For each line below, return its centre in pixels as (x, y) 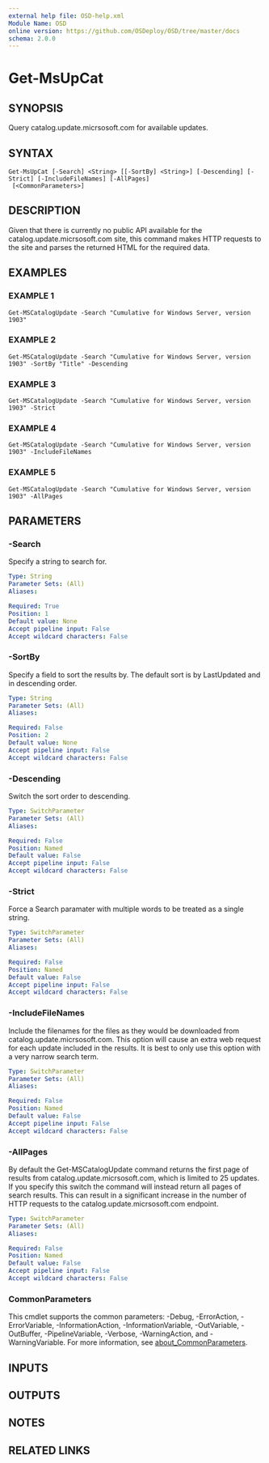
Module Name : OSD (38, 23)
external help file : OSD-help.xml (67, 16)
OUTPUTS (34, 1395)
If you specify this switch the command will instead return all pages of (125, 1186)
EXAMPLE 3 (32, 384)
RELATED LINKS (49, 1450)
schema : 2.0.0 (32, 38)
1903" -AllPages (36, 496)
